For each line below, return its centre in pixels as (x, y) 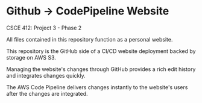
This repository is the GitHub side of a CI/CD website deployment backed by (101, 51)
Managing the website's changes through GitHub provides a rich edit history (101, 69)
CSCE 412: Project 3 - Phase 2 (44, 28)
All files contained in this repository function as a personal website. (90, 39)
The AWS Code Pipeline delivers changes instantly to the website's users (97, 87)
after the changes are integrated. (47, 93)
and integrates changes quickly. (46, 75)
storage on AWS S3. (31, 57)
